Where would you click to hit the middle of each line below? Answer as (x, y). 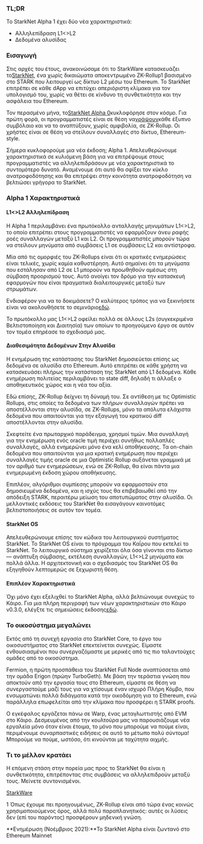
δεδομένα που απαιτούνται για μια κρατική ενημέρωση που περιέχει (92, 453)
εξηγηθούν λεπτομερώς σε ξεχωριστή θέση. (63, 570)
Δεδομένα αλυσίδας (40, 40)
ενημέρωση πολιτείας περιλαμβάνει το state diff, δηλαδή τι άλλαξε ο (94, 378)
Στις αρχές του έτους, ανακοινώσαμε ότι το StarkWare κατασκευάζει (93, 68)
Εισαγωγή (22, 56)
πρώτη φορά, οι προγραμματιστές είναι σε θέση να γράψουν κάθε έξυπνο (99, 119)
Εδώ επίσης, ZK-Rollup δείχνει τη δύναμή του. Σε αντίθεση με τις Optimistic (101, 396)
